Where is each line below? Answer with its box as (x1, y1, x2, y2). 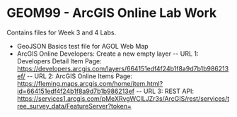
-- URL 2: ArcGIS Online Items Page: (26, 72, 133, 80)
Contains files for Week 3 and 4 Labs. (6, 28, 117, 37)
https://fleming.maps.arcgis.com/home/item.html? (16, 79, 163, 87)
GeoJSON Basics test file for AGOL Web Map (16, 42, 149, 50)
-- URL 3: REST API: (136, 87, 195, 95)
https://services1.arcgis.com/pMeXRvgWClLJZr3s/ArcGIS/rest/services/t (16, 94, 230, 103)
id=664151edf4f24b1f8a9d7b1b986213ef (16, 87, 135, 95)
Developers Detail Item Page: (16, 56, 102, 65)
